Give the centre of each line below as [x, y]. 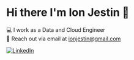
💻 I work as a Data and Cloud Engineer [56, 29]
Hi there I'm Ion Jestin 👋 [68, 13]
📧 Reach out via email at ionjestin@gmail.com [64, 39]
